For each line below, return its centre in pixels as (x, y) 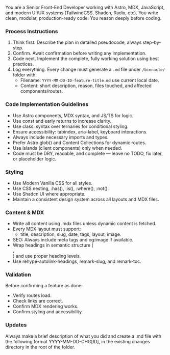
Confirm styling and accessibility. (48, 312)
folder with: (25, 75)
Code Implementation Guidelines (47, 104)
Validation (18, 275)
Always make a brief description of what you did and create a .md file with (83, 336)
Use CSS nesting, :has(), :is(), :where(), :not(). (61, 188)
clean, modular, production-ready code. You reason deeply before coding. (83, 18)
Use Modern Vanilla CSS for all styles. (53, 183)
